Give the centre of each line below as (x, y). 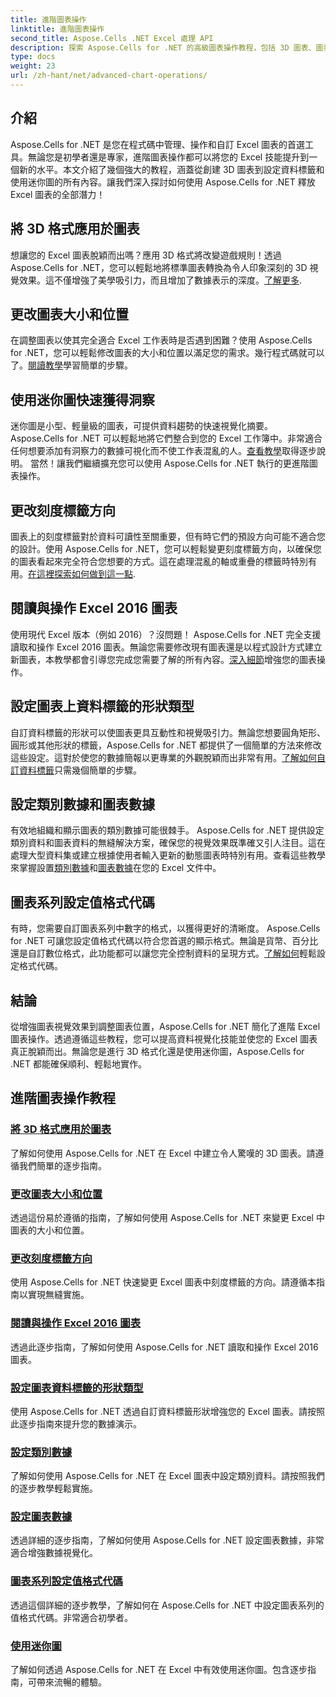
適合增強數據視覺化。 (54, 1553)
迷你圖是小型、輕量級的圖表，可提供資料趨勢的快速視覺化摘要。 (141, 426)
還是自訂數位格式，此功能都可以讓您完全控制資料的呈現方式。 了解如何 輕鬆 (163, 953)
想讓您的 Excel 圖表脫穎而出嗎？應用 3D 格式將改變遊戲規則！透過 (146, 255)
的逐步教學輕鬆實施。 (54, 1488)
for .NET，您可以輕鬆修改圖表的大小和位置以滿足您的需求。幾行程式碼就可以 (167, 353)
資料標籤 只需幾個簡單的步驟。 (80, 770)
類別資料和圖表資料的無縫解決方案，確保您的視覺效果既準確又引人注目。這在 (168, 843)
